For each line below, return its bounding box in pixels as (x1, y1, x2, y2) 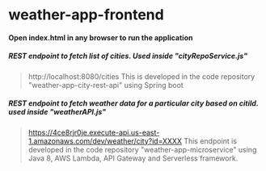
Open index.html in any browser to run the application (8, 32, 193, 42)
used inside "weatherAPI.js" (8, 107, 107, 117)
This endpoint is (183, 136, 237, 146)
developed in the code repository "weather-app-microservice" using (27, 144, 257, 154)
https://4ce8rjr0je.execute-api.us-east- (27, 127, 160, 137)
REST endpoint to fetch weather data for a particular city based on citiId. (8, 98, 259, 108)
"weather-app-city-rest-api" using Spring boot (27, 80, 184, 90)
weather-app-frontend (8, 6, 164, 24)
